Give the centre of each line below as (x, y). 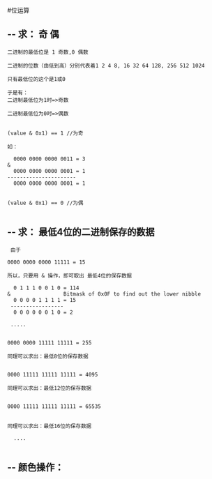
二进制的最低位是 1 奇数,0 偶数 (48, 52)
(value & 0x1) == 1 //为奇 (45, 133)
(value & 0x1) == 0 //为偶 (45, 203)
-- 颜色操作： (36, 467)
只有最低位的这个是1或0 (37, 79)
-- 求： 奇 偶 (33, 35)
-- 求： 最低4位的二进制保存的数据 (81, 232)
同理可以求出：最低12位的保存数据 (50, 388)
